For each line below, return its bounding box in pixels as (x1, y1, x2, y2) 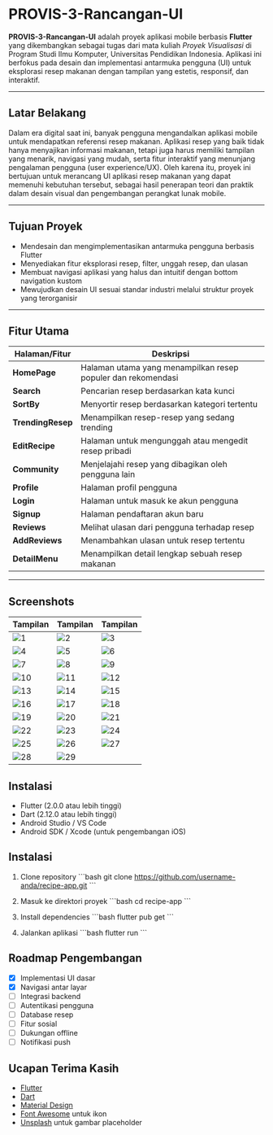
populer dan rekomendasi (80, 372, 179, 383)
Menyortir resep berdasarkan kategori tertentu (80, 399, 258, 410)
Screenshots (8, 595, 75, 609)
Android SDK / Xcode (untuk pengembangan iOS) (19, 827, 187, 836)
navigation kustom (19, 276, 83, 286)
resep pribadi (80, 445, 132, 456)
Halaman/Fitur (14, 348, 71, 360)
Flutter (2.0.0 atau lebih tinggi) (19, 801, 122, 810)
